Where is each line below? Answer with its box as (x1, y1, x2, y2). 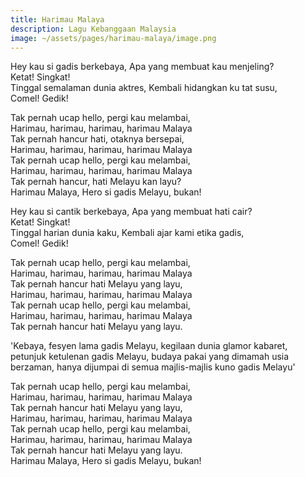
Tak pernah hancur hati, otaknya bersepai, (10, 133, 185, 145)
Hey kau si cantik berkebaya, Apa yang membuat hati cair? (10, 206, 253, 218)
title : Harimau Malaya (10, 14, 105, 25)
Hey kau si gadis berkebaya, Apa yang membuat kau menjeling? (10, 61, 275, 73)
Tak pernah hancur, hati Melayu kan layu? (10, 176, 182, 188)
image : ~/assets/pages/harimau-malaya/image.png (10, 33, 217, 43)
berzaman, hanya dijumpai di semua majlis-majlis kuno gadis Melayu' (10, 361, 296, 373)
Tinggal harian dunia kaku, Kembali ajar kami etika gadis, (10, 227, 245, 239)
